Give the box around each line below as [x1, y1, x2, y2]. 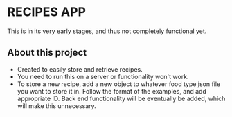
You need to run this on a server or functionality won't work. [17, 72, 189, 81]
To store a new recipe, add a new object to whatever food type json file [17, 80, 221, 88]
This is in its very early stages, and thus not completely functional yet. [7, 27, 207, 35]
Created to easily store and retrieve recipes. [17, 65, 143, 73]
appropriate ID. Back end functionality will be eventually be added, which [17, 94, 226, 103]
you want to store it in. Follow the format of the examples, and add [17, 87, 206, 95]
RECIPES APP [7, 4, 87, 20]
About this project [7, 47, 87, 58]
